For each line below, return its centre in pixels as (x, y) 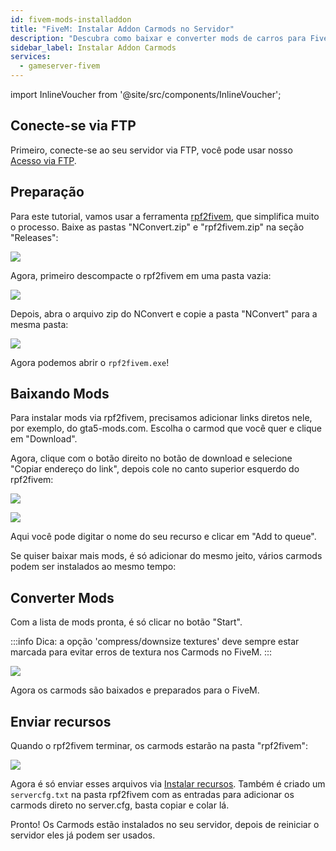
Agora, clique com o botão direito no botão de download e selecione (151, 458)
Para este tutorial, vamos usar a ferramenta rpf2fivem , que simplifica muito (165, 216)
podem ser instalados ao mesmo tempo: (93, 567)
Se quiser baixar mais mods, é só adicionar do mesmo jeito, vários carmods (166, 556)
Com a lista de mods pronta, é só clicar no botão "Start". (126, 622)
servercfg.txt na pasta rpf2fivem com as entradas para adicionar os (152, 795)
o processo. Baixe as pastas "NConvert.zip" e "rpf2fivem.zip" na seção (157, 227)
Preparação (47, 192)
